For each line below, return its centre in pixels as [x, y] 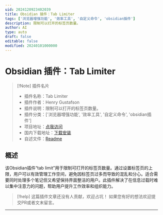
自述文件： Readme [43, 139]
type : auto [16, 32]
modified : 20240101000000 [31, 46]
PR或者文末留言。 [39, 203]
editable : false [21, 41]
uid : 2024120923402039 [28, 9]
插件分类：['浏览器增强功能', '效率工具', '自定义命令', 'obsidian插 [88, 114]
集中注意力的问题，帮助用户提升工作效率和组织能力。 [62, 186]
